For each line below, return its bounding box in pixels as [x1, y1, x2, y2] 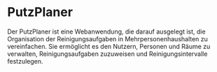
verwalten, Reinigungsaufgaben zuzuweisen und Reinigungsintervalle [7, 50, 208, 58]
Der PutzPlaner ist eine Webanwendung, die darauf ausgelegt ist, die [7, 27, 206, 36]
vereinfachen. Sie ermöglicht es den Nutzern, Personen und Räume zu [7, 42, 211, 50]
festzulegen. [7, 57, 43, 65]
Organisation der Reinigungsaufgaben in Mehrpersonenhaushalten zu [7, 34, 209, 43]
